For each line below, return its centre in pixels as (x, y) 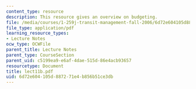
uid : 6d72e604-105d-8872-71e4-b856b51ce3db (60, 77)
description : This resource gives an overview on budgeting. (82, 17)
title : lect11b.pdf (30, 71)
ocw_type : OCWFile (28, 44)
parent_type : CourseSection (40, 55)
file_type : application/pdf (40, 28)
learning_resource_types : (37, 33)
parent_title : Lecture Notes (41, 50)
